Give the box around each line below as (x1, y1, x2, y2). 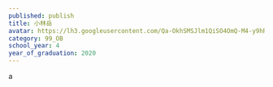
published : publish (8, 11, 75, 20)
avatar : (8, 27, 35, 35)
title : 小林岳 (8, 19, 53, 27)
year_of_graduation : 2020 (8, 49, 96, 57)
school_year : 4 (8, 42, 60, 50)
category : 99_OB (8, 34, 63, 43)
